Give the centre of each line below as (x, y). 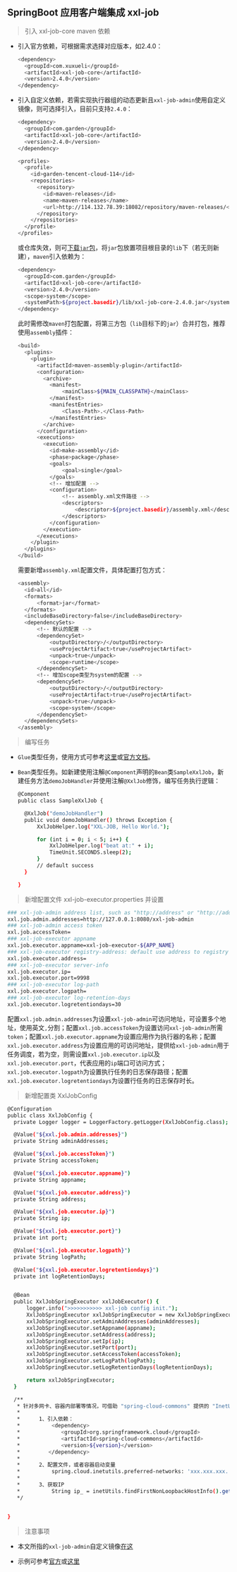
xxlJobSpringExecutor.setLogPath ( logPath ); (91, 1361)
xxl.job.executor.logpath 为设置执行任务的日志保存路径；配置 (98, 1072)
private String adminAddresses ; (61, 1142)
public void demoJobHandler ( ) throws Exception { (98, 820)
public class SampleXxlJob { (60, 801)
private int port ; (41, 1238)
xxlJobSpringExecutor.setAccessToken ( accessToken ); (103, 1354)
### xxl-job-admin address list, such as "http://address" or (101, 912)
